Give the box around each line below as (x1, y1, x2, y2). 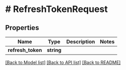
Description (66, 38, 95, 45)
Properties (5, 23, 39, 32)
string (47, 46, 61, 53)
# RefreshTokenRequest (5, 3, 108, 15)
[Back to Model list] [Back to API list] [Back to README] (5, 59, 121, 65)
